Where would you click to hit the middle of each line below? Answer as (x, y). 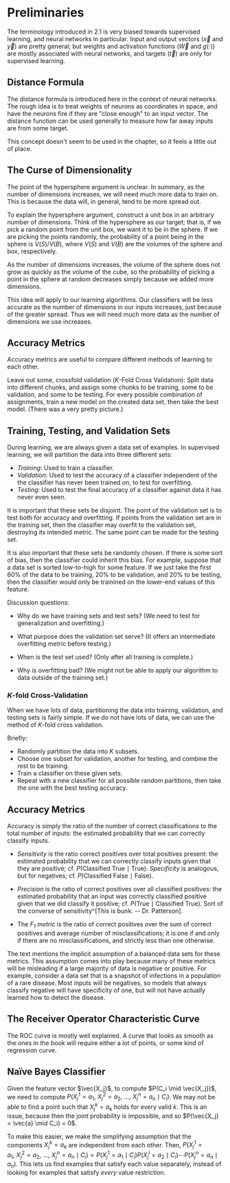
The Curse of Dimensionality (70, 171)
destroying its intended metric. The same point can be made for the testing (113, 532)
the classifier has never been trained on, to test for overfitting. (105, 482)
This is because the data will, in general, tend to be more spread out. (104, 201)
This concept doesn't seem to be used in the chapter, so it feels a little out (112, 141)
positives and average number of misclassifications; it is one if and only (118, 933)
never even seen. (42, 497)
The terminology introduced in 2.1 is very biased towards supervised (104, 32)
